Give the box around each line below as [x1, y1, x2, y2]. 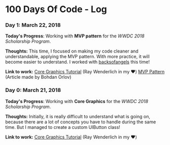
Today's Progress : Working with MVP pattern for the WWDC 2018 [5, 33, 145, 39]
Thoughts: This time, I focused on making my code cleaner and [5, 48, 139, 54]
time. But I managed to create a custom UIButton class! [5, 124, 120, 130]
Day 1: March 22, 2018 [5, 22, 61, 29]
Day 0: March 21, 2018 [5, 87, 61, 94]
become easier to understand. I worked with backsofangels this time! [5, 59, 150, 65]
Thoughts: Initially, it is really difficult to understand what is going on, [5, 113, 151, 119]
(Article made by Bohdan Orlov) [5, 74, 72, 80]
